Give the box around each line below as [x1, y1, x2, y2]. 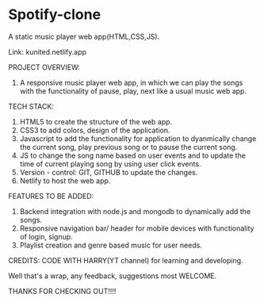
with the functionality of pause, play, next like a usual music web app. [19, 86, 247, 96]
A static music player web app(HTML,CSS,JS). [8, 32, 160, 41]
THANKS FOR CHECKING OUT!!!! [8, 286, 117, 296]
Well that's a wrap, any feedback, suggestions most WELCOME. [8, 271, 217, 281]
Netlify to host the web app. [19, 176, 111, 185]
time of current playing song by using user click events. [19, 159, 201, 168]
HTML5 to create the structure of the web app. [19, 117, 173, 126]
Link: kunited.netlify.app [8, 47, 87, 56]
